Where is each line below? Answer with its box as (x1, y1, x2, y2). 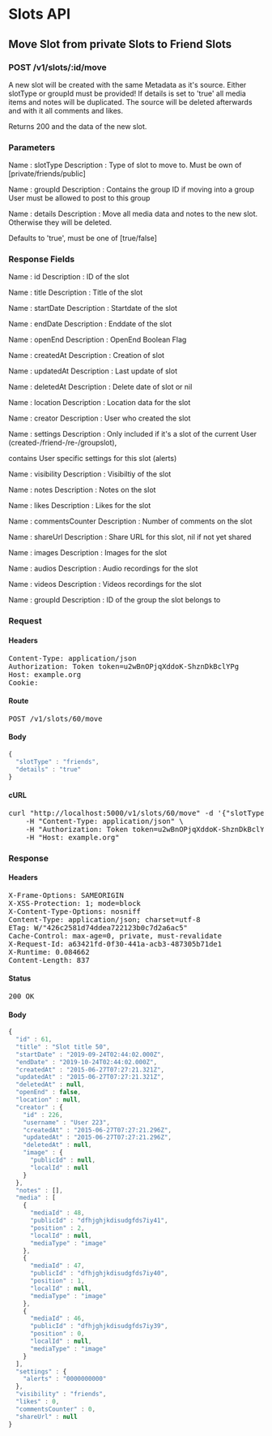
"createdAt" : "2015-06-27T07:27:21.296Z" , (23, 1126, 172, 1134)
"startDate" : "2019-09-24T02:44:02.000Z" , (15, 1050, 164, 1059)
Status (8, 973, 32, 983)
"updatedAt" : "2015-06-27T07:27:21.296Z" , (23, 1133, 172, 1141)
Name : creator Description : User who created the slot (8, 413, 191, 423)
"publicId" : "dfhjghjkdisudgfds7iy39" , (29, 1322, 168, 1330)
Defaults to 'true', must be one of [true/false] (8, 233, 158, 244)
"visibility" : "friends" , (15, 1390, 107, 1399)
